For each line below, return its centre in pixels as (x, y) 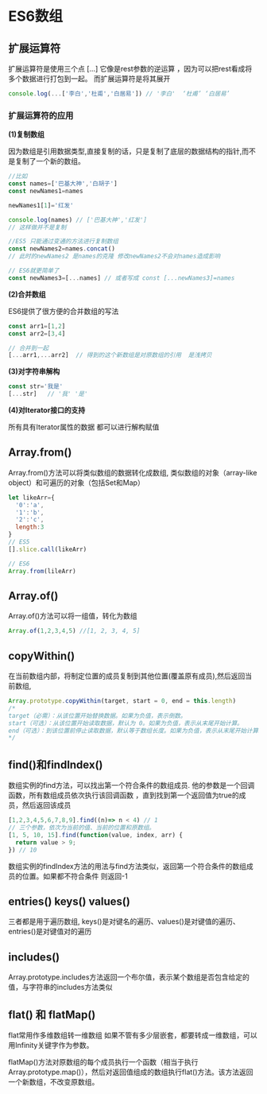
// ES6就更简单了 (34, 271)
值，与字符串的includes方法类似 (60, 987)
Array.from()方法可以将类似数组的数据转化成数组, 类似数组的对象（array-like (133, 472)
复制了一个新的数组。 (50, 161)
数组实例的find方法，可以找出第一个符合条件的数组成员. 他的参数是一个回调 (132, 786)
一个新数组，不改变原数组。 (54, 1081)
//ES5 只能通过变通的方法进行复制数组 (64, 242)
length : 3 (30, 527)
